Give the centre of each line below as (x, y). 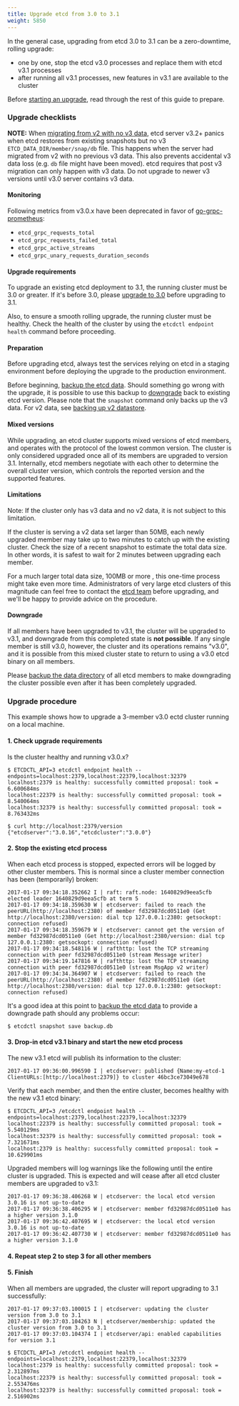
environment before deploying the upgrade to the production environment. (117, 372)
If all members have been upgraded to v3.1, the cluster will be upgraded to (117, 631)
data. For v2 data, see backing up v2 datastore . (77, 408)
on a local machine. (36, 724)
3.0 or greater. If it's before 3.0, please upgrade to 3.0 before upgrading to (117, 295)
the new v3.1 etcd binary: (44, 1098)
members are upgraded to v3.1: (53, 1183)
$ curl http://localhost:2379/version (65, 826)
